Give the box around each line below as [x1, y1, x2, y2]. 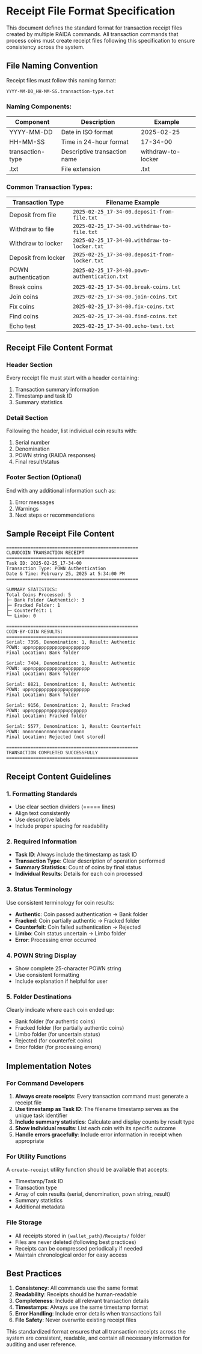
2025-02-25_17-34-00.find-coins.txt [73, 313, 178, 320]
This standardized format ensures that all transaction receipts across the [6, 1328, 186, 1335]
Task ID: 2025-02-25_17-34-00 [6, 561, 82, 567]
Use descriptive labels [14, 816, 70, 823]
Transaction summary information [14, 386, 99, 393]
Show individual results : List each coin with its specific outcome [14, 1125, 176, 1131]
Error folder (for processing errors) [14, 1044, 102, 1051]
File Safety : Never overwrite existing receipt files [14, 1316, 136, 1324]
